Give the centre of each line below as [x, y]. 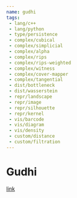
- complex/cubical [32, 40]
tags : [13, 18]
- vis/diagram [26, 125]
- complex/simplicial [36, 46]
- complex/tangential [36, 80]
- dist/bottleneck [32, 86]
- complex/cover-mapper [38, 74]
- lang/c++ [22, 23]
